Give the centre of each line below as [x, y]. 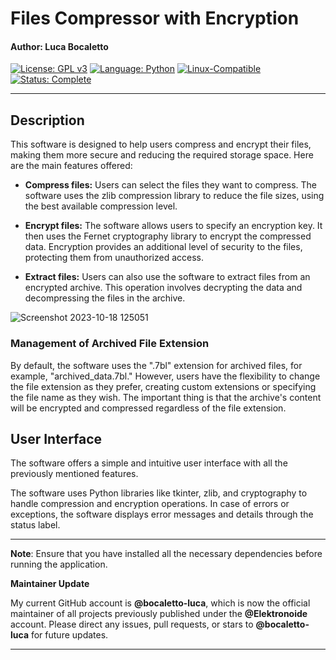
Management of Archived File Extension [110, 344]
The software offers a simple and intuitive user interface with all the [149, 463]
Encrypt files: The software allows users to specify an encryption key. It [173, 226]
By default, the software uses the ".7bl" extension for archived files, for [156, 365]
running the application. [59, 564]
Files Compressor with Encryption [155, 18]
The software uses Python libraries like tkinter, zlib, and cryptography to [159, 493]
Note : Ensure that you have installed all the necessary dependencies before [166, 554]
